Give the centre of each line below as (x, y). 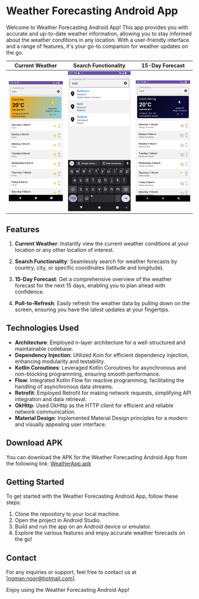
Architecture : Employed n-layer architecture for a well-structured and (100, 342)
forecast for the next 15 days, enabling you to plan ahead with (90, 285)
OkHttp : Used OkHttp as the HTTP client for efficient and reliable (94, 405)
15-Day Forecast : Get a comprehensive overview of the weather (93, 279)
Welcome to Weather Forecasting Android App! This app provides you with (97, 27)
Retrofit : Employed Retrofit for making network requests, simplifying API (103, 393)
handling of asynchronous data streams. (64, 386)
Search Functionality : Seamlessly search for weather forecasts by (96, 261)
